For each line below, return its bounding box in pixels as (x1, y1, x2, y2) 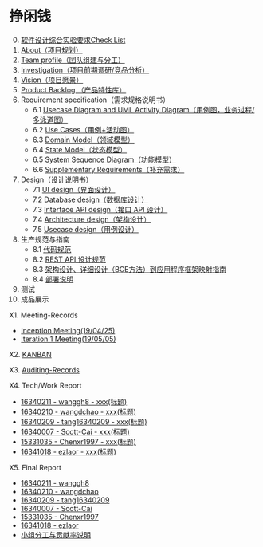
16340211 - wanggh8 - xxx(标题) (20, 396, 128, 407)
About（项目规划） (20, 45, 83, 54)
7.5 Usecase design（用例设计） (32, 224, 139, 234)
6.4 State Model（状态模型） (32, 144, 128, 154)
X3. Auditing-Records (9, 364, 80, 375)
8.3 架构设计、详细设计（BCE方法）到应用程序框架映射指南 (32, 264, 226, 273)
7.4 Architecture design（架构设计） (32, 214, 151, 224)
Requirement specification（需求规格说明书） (20, 95, 171, 104)
